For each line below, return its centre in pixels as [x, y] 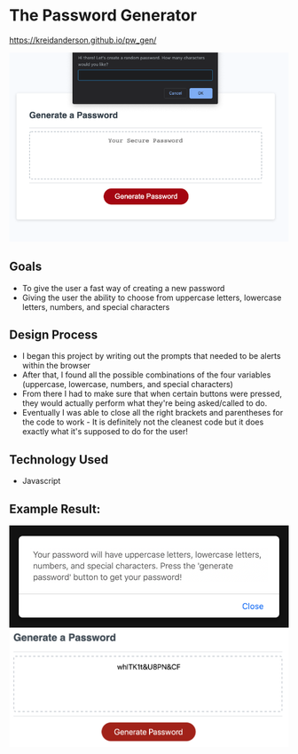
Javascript [41, 481]
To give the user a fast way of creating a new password [123, 288]
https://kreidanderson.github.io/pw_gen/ [83, 40]
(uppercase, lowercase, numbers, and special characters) [127, 385]
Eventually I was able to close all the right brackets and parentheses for [153, 413]
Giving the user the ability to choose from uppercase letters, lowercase [152, 298]
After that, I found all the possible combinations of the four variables [146, 375]
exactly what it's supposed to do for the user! [105, 432]
